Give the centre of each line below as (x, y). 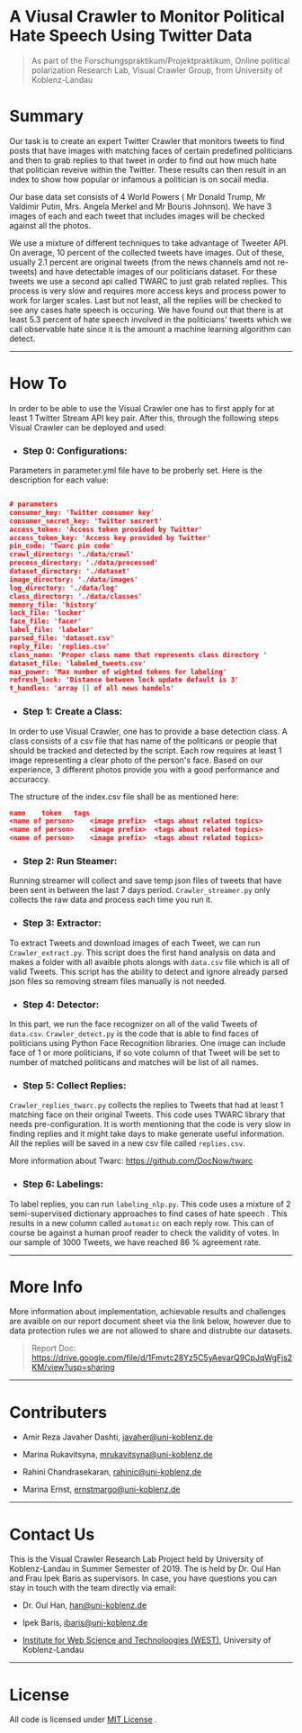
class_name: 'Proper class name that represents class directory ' (138, 654)
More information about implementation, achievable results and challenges (147, 1312)
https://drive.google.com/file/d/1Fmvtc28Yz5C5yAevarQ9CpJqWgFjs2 (162, 1358)
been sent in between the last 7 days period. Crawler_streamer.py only (140, 890)
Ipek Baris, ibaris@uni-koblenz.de (85, 1623)
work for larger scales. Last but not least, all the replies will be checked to (146, 300)
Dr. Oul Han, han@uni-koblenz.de (84, 1605)
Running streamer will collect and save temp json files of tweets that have (146, 880)
